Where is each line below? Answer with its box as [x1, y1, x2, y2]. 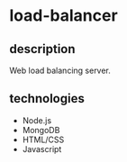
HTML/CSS [22, 134, 65, 145]
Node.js [22, 114, 52, 126]
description [9, 41, 76, 57]
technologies [9, 91, 86, 106]
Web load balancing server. [9, 65, 111, 76]
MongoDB [22, 124, 60, 135]
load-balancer [9, 5, 119, 26]
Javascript [22, 143, 62, 154]
